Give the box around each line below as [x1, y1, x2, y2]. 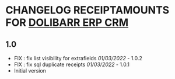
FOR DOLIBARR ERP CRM [5, 16, 129, 29]
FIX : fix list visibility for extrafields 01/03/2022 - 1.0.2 [13, 55, 142, 61]
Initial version [13, 67, 46, 74]
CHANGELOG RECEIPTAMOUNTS [5, 4, 170, 17]
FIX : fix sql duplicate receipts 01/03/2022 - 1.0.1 [13, 61, 129, 68]
